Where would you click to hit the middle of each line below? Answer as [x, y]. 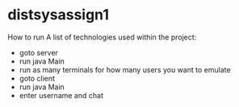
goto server [38, 52]
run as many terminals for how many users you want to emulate [125, 69]
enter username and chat [61, 95]
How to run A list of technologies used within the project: [102, 37]
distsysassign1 [59, 15]
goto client [37, 78]
